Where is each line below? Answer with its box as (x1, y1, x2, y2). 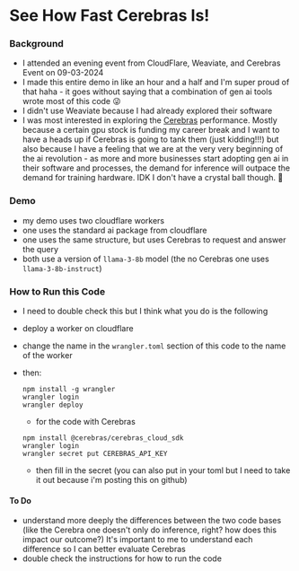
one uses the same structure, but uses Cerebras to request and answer (22, 234, 286, 245)
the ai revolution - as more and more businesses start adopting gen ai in (22, 154, 289, 164)
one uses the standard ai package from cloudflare (22, 224, 207, 235)
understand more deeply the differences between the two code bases (22, 515, 282, 526)
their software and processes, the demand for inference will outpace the (22, 163, 290, 173)
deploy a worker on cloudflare (22, 323, 134, 334)
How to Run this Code (9, 285, 106, 297)
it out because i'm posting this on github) (35, 475, 188, 486)
